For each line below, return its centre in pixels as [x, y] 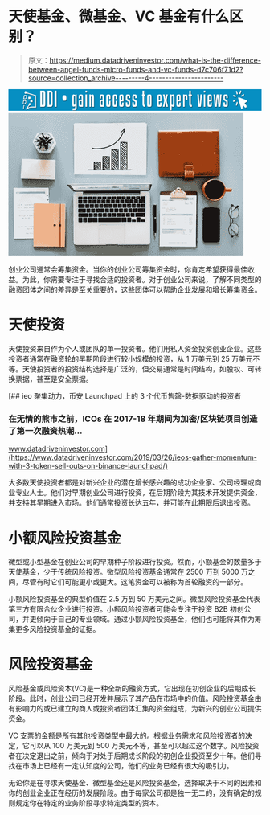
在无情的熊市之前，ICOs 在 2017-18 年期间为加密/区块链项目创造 [133, 419]
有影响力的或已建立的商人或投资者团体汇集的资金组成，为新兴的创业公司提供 [135, 709]
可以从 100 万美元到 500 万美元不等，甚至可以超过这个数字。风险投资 [144, 746]
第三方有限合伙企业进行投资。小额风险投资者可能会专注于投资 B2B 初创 [126, 609]
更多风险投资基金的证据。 [57, 629]
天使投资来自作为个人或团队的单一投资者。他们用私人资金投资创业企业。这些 [135, 349]
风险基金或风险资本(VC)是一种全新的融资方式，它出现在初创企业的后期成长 [132, 689]
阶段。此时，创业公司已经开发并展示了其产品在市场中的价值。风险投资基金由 [135, 698]
